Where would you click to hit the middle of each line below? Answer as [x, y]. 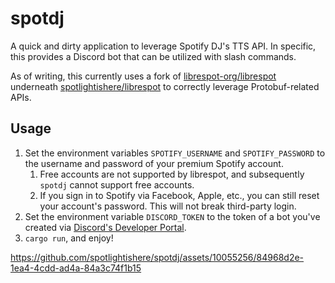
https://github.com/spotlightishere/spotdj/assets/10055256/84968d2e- [157, 257]
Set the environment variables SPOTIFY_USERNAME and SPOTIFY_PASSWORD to [175, 153]
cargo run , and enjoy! [69, 238]
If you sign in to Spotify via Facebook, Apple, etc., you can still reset [179, 195]
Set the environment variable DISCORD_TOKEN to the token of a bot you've [172, 216]
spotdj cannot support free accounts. [117, 184]
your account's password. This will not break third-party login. [168, 206]
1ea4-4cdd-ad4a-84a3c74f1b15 [76, 268]
